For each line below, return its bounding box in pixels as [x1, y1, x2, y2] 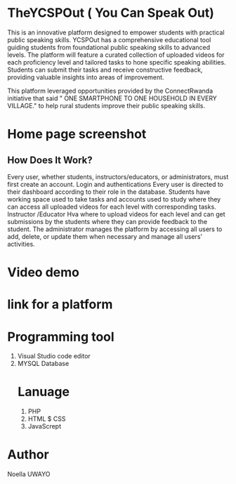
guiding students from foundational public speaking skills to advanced [7, 43, 211, 51]
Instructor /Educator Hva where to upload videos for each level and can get [7, 209, 225, 218]
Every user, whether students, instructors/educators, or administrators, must [7, 172, 229, 181]
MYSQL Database [17, 360, 70, 368]
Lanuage [17, 384, 70, 400]
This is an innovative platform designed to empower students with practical [7, 28, 225, 37]
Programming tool [7, 329, 114, 345]
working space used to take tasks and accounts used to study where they [7, 195, 221, 203]
